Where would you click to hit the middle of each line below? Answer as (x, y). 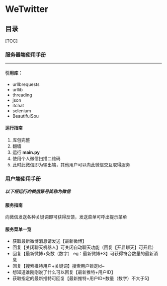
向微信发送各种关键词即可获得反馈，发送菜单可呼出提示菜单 (66, 217)
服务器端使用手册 (26, 55)
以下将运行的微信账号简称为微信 (38, 192)
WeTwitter (27, 9)
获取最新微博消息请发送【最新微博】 (49, 241)
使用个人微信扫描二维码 (36, 158)
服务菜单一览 (18, 229)
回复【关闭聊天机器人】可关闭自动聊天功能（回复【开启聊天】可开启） (84, 247)
